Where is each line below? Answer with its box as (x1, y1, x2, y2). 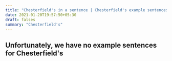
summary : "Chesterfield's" (5, 22, 63, 27)
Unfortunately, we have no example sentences (5, 40, 157, 49)
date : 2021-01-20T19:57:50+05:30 (5, 12, 77, 17)
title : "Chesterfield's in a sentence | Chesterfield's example (5, 7, 145, 13)
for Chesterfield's (5, 49, 63, 57)
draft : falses (5, 17, 36, 22)
